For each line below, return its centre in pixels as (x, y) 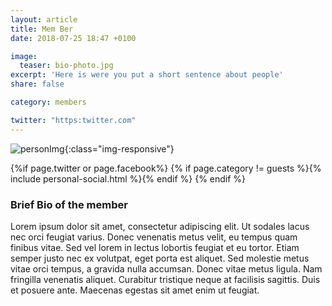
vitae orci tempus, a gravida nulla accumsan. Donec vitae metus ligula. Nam (166, 268)
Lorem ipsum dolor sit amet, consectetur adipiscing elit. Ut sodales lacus (160, 226)
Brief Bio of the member (69, 204)
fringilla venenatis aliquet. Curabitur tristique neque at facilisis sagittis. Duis (165, 279)
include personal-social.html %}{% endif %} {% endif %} (128, 178)
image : (24, 56)
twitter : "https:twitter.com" (73, 120)
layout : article (44, 19)
